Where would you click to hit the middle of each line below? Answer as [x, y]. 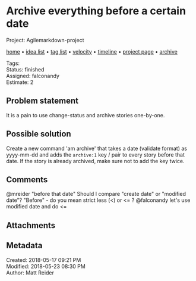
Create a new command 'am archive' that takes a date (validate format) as [97, 148]
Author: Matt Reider [30, 273]
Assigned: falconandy [33, 76]
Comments [27, 179]
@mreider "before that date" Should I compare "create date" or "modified [96, 194]
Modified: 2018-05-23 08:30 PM [46, 266]
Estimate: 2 [20, 82]
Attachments [31, 225]
